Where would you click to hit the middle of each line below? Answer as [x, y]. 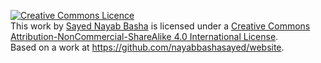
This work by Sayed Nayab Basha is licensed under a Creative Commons [160, 26]
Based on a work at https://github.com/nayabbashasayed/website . [147, 47]
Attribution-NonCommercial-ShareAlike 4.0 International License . [144, 36]
